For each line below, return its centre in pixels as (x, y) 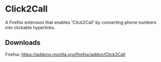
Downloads (23, 43)
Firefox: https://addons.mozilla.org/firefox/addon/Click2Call (65, 54)
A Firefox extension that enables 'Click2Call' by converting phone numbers (81, 22)
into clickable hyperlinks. (30, 27)
